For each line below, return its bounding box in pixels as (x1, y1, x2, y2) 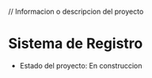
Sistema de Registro (8, 35, 143, 53)
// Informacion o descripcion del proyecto (8, 7, 144, 16)
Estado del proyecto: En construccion (19, 60, 142, 70)
